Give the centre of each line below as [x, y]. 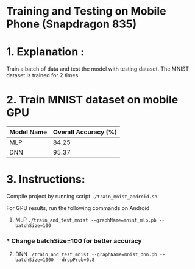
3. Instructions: [46, 179]
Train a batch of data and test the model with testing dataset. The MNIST [98, 69]
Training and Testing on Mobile [86, 11]
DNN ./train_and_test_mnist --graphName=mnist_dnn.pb [86, 254]
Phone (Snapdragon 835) [72, 24]
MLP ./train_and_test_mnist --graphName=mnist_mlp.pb [86, 220]
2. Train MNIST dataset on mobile [92, 100]
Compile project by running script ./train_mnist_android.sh [82, 196]
